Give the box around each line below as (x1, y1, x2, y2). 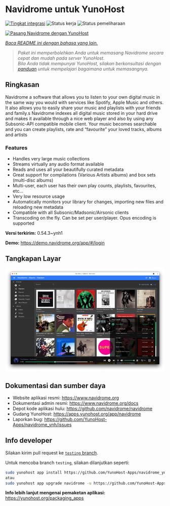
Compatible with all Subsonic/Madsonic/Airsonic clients (12, 209, 129, 216)
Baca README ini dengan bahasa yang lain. (5, 39, 98, 46)
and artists (5, 132, 28, 138)
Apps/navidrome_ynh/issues (12, 421, 72, 428)
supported (12, 220, 34, 226)
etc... (12, 188, 24, 194)
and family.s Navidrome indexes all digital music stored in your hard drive (5, 110, 158, 116)
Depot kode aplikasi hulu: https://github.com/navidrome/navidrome (12, 405, 153, 411)
